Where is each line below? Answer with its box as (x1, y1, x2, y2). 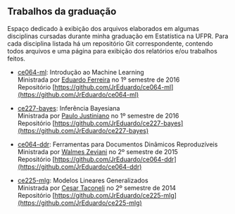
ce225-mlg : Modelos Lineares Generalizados (17, 176, 149, 184)
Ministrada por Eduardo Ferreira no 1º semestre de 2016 (17, 75, 180, 84)
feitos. (7, 54, 26, 63)
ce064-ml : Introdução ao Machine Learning (17, 68, 144, 76)
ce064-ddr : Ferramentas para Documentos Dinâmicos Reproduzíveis (17, 140, 218, 149)
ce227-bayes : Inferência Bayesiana (17, 103, 120, 112)
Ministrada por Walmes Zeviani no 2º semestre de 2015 (17, 147, 178, 156)
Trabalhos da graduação (7, 6, 117, 18)
